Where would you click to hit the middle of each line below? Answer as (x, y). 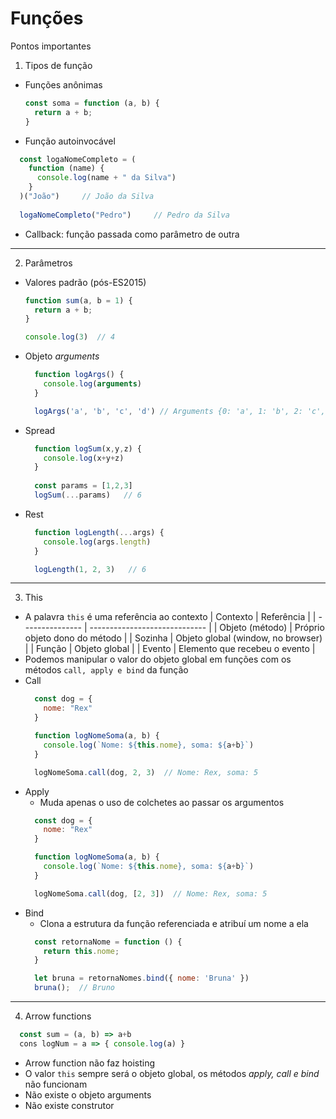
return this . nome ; (81, 951)
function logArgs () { (79, 375)
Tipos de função (58, 65)
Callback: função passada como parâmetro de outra (132, 234)
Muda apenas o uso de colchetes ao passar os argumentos (162, 802)
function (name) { (66, 168)
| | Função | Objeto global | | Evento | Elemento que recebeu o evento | (170, 649)
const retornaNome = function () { (108, 942)
